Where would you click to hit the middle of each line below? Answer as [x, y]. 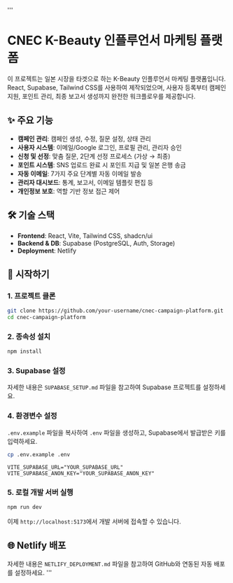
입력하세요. [22, 441]
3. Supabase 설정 [36, 371]
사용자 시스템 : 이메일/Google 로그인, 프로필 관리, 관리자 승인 [99, 147]
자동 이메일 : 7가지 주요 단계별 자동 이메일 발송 [79, 174]
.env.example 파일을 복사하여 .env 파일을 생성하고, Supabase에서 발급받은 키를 [116, 433]
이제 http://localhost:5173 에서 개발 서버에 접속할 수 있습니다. [94, 521]
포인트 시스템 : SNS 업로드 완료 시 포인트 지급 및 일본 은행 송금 [102, 164]
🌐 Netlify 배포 [37, 546]
